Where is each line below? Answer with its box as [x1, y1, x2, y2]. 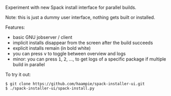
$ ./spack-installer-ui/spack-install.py [5, 86, 95, 91]
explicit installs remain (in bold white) [12, 45, 91, 51]
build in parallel [12, 62, 45, 67]
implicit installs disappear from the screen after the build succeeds [12, 40, 153, 46]
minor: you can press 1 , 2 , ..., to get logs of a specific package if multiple [12, 56, 166, 62]
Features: [5, 24, 26, 30]
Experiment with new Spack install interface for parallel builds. [5, 5, 137, 10]
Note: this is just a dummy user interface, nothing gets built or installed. [5, 14, 156, 20]
